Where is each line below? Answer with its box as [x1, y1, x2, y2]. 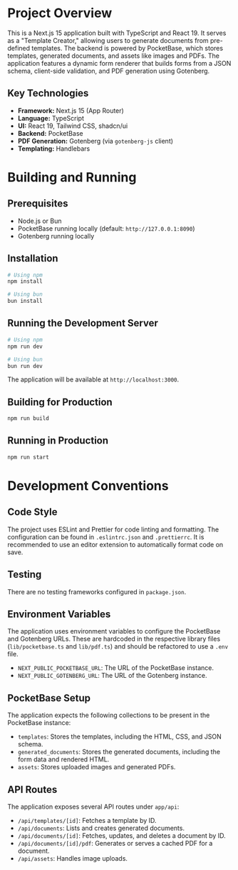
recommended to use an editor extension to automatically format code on [7, 540, 224, 549]
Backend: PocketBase [17, 129, 83, 137]
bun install [7, 298, 43, 305]
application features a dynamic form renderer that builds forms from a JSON [7, 59, 232, 67]
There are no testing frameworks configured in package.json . [7, 587, 187, 596]
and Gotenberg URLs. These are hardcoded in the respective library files [7, 634, 221, 644]
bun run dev [7, 362, 43, 369]
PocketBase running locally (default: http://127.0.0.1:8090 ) [17, 224, 195, 233]
